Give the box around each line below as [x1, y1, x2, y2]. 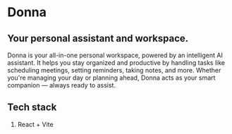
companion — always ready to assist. [7, 81, 116, 89]
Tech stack [7, 102, 57, 114]
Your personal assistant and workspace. [7, 32, 189, 44]
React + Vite [17, 120, 54, 128]
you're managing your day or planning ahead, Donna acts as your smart [7, 73, 216, 82]
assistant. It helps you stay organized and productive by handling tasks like [7, 59, 226, 67]
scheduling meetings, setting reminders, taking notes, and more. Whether [7, 66, 221, 74]
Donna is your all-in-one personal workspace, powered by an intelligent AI [7, 51, 224, 59]
